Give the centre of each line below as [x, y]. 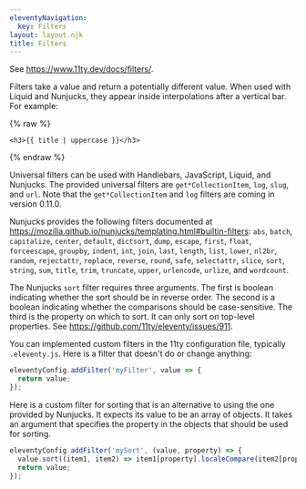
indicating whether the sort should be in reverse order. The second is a [143, 298]
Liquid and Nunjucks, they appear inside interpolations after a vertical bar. [148, 97]
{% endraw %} [37, 158]
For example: [34, 107]
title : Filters [38, 43]
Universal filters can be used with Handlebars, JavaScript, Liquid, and [140, 175]
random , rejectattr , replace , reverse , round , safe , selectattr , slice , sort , [147, 260]
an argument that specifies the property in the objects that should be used [149, 423]
